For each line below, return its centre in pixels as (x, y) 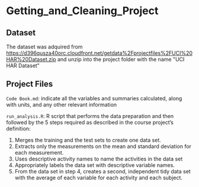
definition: (18, 129)
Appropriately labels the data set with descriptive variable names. (94, 165)
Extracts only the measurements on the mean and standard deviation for (103, 146)
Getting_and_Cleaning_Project (82, 11)
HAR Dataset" (23, 65)
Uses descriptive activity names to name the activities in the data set (99, 159)
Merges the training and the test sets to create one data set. (88, 140)
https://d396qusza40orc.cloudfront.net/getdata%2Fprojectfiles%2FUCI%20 (99, 53)
